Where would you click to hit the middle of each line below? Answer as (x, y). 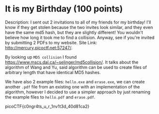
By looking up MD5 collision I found (41, 57)
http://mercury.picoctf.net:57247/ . (39, 48)
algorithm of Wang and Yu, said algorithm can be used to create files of (76, 67)
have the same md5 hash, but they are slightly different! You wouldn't (74, 32)
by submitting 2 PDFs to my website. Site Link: (51, 42)
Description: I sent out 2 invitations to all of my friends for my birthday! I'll (78, 22)
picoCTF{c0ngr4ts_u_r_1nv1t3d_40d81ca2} (47, 106)
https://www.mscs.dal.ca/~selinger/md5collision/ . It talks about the (72, 62)
